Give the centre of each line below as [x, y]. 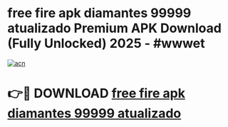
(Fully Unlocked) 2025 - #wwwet [106, 44]
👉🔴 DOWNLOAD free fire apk [96, 93]
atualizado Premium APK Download [115, 28]
